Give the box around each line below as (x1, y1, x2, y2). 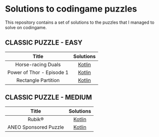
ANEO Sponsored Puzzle (7, 123, 64, 130)
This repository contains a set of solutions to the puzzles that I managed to (5, 19, 155, 25)
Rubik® (27, 116, 44, 122)
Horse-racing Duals (15, 61, 61, 68)
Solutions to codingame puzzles (5, 3, 137, 15)
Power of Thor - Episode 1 (7, 69, 69, 76)
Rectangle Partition (16, 76, 60, 83)
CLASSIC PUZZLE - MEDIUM (5, 93, 92, 102)
